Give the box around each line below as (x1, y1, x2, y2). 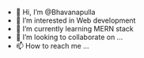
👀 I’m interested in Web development (15, 16, 136, 25)
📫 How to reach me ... (15, 42, 89, 50)
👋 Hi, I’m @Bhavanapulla (15, 8, 96, 16)
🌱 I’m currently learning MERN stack (15, 24, 134, 33)
